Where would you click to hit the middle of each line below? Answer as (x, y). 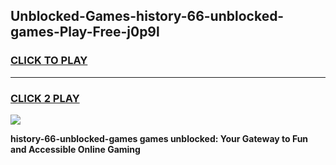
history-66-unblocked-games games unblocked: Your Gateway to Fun (159, 138)
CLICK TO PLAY (49, 61)
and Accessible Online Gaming (75, 149)
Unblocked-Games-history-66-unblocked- (147, 16)
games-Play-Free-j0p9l (85, 32)
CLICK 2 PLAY (45, 98)
